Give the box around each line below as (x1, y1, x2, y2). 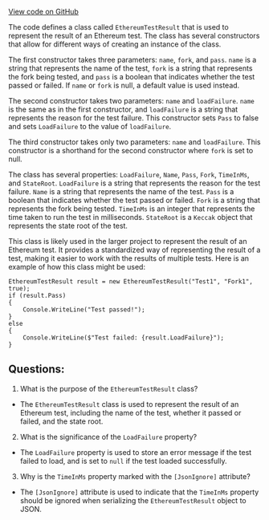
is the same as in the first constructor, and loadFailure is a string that (8, 104, 238, 114)
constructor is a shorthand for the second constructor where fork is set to (8, 146, 254, 155)
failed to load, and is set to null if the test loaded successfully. (19, 456, 227, 465)
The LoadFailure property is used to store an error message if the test (19, 447, 252, 457)
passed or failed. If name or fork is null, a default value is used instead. (8, 80, 240, 90)
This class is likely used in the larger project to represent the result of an (8, 237, 247, 246)
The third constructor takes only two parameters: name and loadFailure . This (8, 137, 261, 147)
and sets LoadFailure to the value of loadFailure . (8, 122, 172, 131)
